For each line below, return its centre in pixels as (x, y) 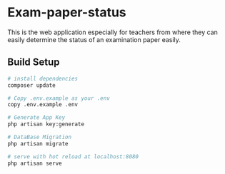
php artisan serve (35, 163)
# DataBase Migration (40, 137)
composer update (31, 85)
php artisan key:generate (46, 124)
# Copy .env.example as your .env (59, 98)
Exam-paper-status (67, 12)
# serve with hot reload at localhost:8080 (73, 157)
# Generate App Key (36, 118)
